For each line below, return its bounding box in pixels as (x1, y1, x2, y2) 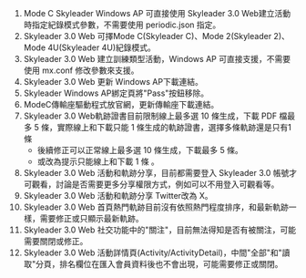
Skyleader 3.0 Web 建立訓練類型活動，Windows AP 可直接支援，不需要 (23, 54, 291, 64)
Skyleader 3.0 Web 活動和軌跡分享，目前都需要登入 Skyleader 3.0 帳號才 (23, 168, 298, 178)
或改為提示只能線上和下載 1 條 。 (36, 156, 160, 167)
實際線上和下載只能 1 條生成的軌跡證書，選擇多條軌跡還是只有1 (56, 122, 292, 132)
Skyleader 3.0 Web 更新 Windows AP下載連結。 (23, 77, 203, 87)
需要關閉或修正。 (23, 236, 88, 246)
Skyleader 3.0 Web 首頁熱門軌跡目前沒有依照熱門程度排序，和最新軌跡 (23, 201, 290, 212)
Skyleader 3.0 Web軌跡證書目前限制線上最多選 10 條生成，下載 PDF (23, 110, 278, 121)
